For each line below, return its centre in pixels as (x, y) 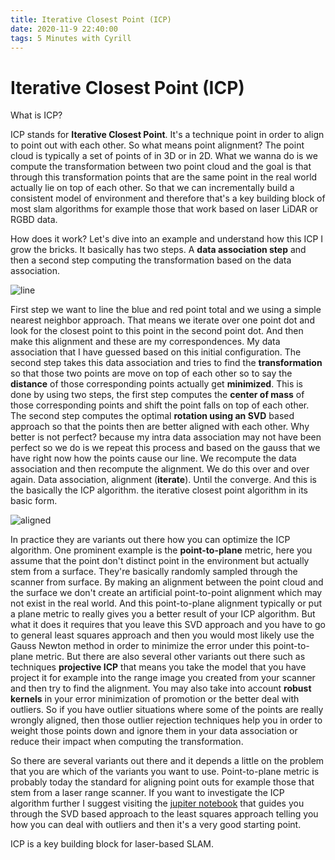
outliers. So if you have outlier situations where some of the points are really (167, 710)
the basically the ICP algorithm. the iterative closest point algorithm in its (159, 490)
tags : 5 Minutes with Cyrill (71, 38)
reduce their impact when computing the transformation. (127, 742)
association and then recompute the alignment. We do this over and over (160, 469)
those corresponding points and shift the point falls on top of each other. (160, 405)
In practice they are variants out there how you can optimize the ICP (150, 540)
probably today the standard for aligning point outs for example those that (162, 782)
